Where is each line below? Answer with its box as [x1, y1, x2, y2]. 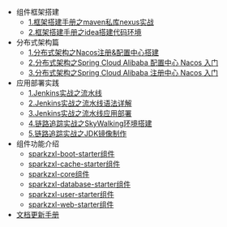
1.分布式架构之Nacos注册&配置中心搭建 [28, 48, 160, 57]
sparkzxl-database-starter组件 [28, 179, 131, 189]
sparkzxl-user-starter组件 [28, 190, 115, 199]
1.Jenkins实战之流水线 [28, 88, 103, 97]
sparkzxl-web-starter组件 [28, 199, 114, 209]
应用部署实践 [15, 78, 59, 88]
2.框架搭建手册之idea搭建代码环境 [28, 28, 142, 36]
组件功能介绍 [15, 139, 59, 148]
